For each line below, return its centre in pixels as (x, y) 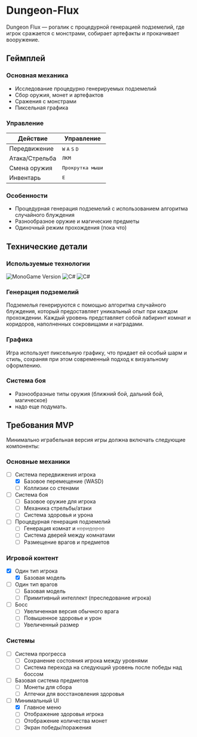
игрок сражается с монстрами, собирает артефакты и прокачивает (93, 33)
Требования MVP (40, 425)
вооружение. (23, 39)
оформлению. (24, 365)
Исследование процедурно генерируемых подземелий (86, 88)
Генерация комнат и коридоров (64, 528)
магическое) (31, 400)
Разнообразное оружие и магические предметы (77, 221)
